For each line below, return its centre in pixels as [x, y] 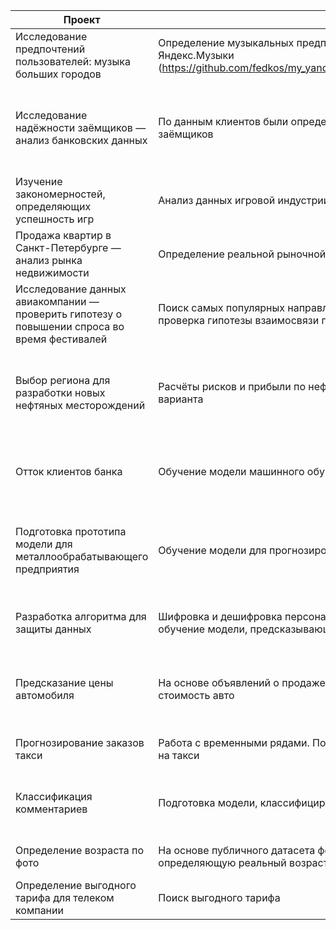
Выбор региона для [63, 380]
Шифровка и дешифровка [220, 616]
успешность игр [55, 219]
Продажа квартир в [63, 235]
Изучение [39, 181]
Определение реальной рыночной [242, 254]
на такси [179, 755]
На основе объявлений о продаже [242, 682]
